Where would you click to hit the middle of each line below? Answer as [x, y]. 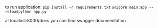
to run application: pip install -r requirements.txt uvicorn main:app [76, 7]
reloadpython [18, 12]
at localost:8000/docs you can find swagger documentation [66, 21]
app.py [40, 12]
